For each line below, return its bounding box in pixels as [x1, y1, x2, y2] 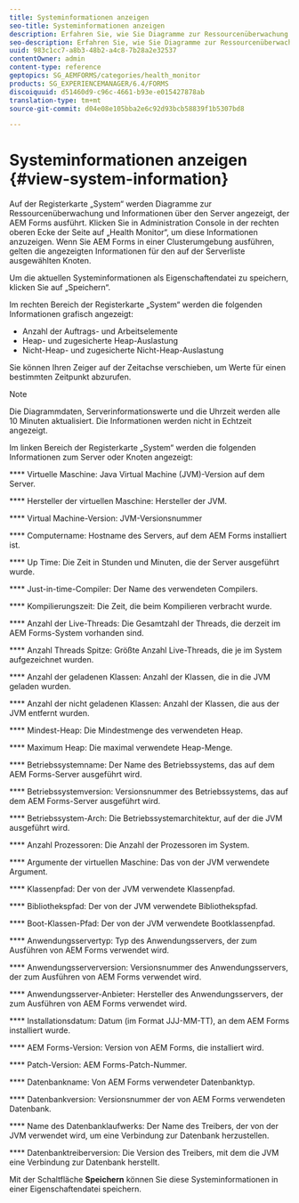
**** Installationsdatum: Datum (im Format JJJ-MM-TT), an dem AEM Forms [9, 1016, 290, 1027]
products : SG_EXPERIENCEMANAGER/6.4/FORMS [9, 79, 169, 88]
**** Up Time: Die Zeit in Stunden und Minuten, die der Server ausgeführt [9, 557, 280, 568]
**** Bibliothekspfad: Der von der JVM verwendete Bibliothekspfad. [9, 901, 258, 912]
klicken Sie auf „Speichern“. [9, 282, 111, 293]
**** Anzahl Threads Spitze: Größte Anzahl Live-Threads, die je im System [9, 645, 283, 655]
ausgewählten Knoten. [9, 256, 92, 266]
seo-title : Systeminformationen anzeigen [9, 21, 166, 30]
